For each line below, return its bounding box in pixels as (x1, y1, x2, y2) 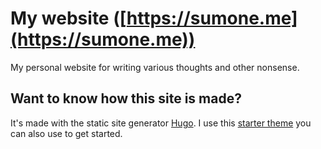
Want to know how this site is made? (10, 90, 242, 107)
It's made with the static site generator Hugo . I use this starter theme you (10, 117, 312, 129)
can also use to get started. (10, 127, 123, 139)
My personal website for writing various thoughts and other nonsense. (10, 61, 300, 73)
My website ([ (10, 7, 127, 30)
